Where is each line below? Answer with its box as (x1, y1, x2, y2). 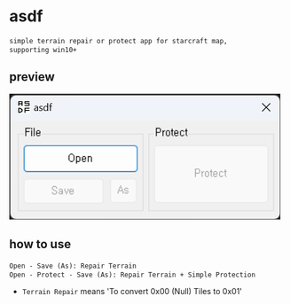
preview (9, 69, 55, 85)
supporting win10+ (9, 45, 77, 54)
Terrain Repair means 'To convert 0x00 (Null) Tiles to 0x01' (21, 285, 242, 296)
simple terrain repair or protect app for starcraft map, (9, 36, 228, 45)
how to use (9, 237, 72, 252)
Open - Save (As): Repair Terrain (9, 261, 137, 270)
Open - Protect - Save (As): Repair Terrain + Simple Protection (9, 270, 255, 279)
